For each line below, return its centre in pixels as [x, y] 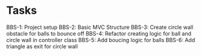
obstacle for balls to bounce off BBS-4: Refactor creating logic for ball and [99, 33]
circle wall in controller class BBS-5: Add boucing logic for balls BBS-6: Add [101, 40]
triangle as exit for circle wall [42, 46]
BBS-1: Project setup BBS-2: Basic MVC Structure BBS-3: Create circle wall [100, 27]
